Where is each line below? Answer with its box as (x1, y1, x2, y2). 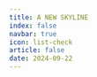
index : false (9, 21, 57, 30)
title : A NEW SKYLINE (9, 12, 89, 22)
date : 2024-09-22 (9, 54, 73, 63)
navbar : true (9, 29, 57, 38)
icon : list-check (9, 37, 73, 47)
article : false (9, 46, 65, 55)
